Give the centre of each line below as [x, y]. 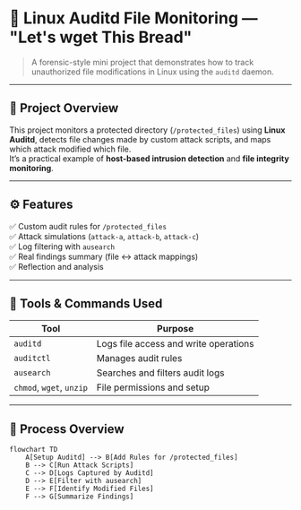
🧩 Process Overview [67, 429]
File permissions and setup [153, 387]
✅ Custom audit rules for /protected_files [88, 226]
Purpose [175, 329]
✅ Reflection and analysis [57, 266]
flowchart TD [34, 450]
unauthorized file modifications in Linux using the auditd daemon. [153, 72]
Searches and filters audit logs [160, 373]
